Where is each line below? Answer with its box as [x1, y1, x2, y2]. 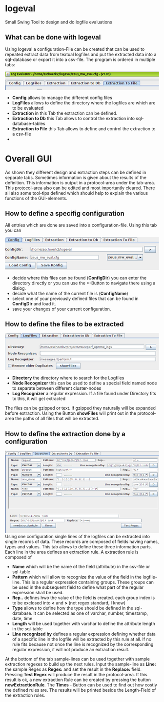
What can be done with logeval [5, 33, 101, 41]
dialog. [12, 285, 26, 291]
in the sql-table [12, 626, 43, 632]
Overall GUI [5, 153, 52, 164]
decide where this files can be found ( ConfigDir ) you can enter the [12, 275, 147, 281]
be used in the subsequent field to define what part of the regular [12, 584, 144, 590]
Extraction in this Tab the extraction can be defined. [12, 110, 118, 116]
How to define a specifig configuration [5, 209, 124, 218]
